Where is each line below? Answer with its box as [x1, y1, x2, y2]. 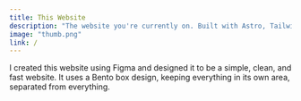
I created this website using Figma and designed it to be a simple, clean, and [9, 63, 292, 73]
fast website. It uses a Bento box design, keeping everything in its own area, [9, 72, 290, 83]
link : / [9, 38, 39, 47]
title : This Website [9, 13, 87, 22]
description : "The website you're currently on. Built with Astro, [9, 21, 267, 30]
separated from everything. [9, 81, 110, 92]
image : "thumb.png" [9, 29, 82, 38]
